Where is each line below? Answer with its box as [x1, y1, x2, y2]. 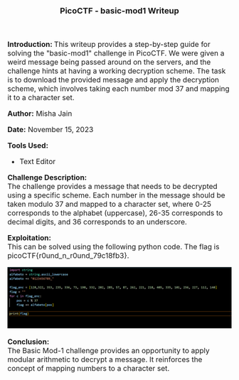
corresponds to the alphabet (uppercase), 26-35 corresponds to [7, 208, 223, 217]
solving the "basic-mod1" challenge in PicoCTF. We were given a [7, 48, 225, 58]
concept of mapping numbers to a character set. [7, 363, 170, 373]
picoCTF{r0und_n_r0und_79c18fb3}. [7, 251, 129, 260]
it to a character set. [7, 93, 75, 102]
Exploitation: [7, 233, 52, 242]
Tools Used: [7, 141, 48, 150]
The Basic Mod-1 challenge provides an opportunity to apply [7, 345, 210, 355]
